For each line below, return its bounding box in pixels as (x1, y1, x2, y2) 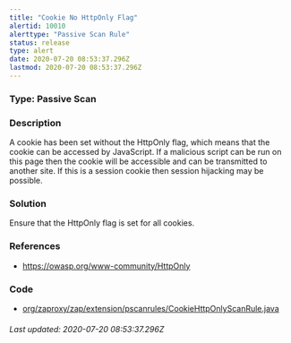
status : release (9, 38, 70, 47)
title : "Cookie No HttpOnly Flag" (9, 13, 139, 22)
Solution (9, 198, 47, 210)
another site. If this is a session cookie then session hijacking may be (9, 166, 264, 176)
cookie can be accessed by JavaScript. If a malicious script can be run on (9, 147, 282, 158)
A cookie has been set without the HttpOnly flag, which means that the (9, 137, 270, 148)
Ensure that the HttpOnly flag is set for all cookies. (9, 218, 195, 228)
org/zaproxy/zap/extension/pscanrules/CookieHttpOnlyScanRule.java (21, 303, 279, 313)
